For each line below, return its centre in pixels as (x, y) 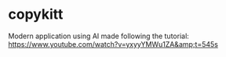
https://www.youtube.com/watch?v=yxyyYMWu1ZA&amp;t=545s (113, 44)
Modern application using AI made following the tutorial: (99, 36)
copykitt (36, 14)
